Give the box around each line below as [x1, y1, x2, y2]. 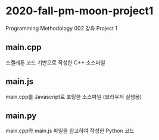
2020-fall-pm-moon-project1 [5, 4, 154, 18]
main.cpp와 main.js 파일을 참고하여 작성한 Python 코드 [5, 127, 135, 135]
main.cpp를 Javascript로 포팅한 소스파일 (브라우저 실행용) [5, 93, 142, 100]
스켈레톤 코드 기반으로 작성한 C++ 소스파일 [5, 58, 105, 66]
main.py [5, 110, 37, 120]
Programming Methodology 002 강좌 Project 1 [5, 24, 117, 32]
